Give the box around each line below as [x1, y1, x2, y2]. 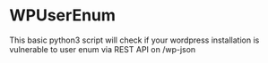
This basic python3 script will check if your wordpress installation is [9, 35, 260, 45]
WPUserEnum [9, 5, 117, 26]
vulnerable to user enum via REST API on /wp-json [9, 43, 196, 54]
